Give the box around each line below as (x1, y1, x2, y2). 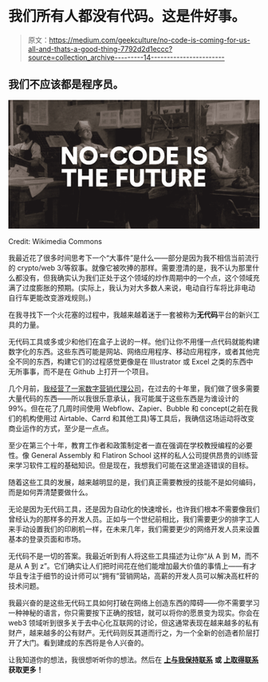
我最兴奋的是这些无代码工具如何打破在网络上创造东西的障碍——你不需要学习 (8, 598, 260, 608)
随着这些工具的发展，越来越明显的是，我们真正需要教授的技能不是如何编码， (8, 478, 260, 487)
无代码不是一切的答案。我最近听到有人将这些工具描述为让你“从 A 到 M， (8, 551, 246, 561)
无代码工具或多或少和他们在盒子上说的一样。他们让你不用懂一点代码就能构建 (8, 337, 260, 347)
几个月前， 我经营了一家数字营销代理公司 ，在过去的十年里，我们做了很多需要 (8, 384, 260, 393)
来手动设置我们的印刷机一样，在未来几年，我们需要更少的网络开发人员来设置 (8, 524, 260, 534)
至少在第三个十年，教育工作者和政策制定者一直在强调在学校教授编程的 (8, 440, 239, 451)
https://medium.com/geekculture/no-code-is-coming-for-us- (49, 35, 250, 45)
